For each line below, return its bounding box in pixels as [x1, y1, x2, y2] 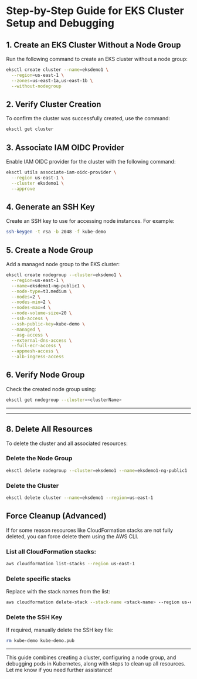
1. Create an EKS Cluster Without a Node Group [6, 40, 181, 50]
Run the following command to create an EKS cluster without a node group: [6, 56, 188, 62]
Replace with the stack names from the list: [6, 588, 110, 595]
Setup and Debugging [6, 16, 115, 30]
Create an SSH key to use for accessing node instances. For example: [6, 218, 175, 225]
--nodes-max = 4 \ [11, 305, 51, 311]
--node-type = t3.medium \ [11, 288, 72, 294]
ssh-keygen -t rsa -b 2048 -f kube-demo [6, 229, 107, 235]
